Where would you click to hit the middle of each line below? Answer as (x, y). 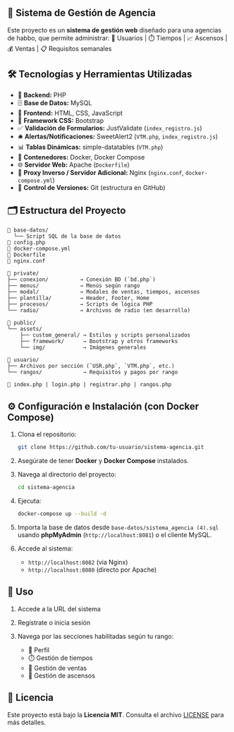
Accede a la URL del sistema (59, 608)
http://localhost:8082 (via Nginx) (78, 562)
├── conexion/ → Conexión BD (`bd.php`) (82, 280)
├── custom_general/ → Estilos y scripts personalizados (105, 335)
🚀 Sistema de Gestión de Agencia (82, 13)
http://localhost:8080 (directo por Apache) (92, 570)
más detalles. (27, 722)
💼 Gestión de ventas (57, 668)
